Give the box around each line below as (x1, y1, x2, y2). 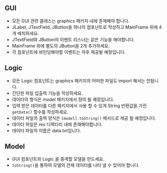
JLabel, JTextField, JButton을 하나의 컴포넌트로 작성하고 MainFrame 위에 (11, 24, 158, 30)
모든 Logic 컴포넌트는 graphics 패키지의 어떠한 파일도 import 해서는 (11, 77, 145, 84)
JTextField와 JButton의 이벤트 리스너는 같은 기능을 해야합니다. (11, 36, 135, 42)
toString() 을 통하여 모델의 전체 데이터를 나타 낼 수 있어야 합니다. (11, 162, 140, 169)
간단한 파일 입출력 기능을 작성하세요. (11, 90, 83, 96)
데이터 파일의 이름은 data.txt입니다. (11, 127, 81, 134)
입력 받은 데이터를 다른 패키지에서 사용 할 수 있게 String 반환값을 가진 (11, 102, 147, 109)
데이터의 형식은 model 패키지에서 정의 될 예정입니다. (11, 96, 114, 102)
